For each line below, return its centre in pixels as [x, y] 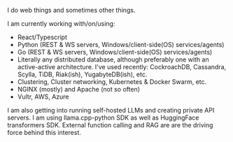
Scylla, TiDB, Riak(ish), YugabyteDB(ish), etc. [82, 74]
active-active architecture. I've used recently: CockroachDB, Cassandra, [122, 67]
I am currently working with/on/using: [61, 23]
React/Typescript [42, 37]
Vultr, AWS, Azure [43, 97]
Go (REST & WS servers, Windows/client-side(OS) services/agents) [115, 52]
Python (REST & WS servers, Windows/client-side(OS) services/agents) [121, 44]
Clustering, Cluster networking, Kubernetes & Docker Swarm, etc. [112, 82]
